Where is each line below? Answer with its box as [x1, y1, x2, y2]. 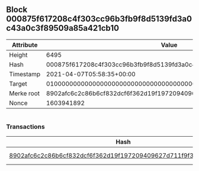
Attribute [11, 41, 38, 49]
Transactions [6, 122, 46, 131]
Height [9, 50, 28, 59]
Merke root [9, 89, 40, 97]
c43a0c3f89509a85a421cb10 [6, 23, 120, 33]
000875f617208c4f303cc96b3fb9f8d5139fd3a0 [6, 14, 192, 24]
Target [9, 79, 28, 88]
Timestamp [9, 70, 41, 78]
